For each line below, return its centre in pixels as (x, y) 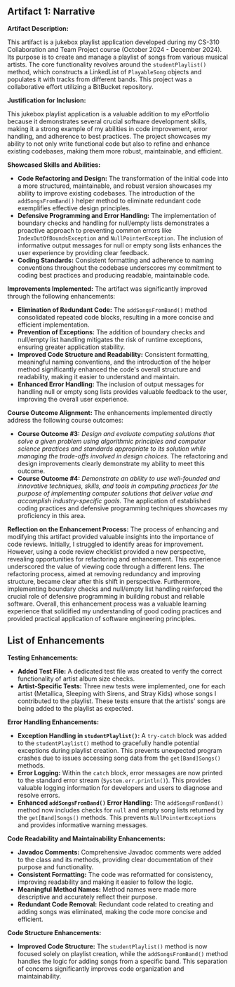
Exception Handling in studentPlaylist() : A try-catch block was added (122, 735)
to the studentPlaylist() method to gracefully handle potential (108, 743)
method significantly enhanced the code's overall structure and (109, 369)
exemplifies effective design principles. (74, 208)
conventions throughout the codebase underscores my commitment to (120, 267)
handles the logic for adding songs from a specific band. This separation (122, 961)
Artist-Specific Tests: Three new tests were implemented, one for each (121, 686)
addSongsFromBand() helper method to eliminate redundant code (109, 200)
